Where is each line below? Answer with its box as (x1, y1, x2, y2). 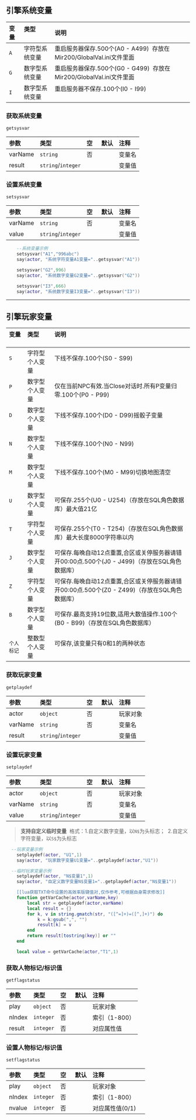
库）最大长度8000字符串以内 (54, 533, 134, 542)
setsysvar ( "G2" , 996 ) (16, 267, 66, 273)
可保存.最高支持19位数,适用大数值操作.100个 (54, 610, 178, 618)
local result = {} (27, 905, 72, 911)
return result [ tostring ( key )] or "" (27, 933, 116, 939)
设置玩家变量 (6, 750, 43, 759)
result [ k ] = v (37, 922, 72, 928)
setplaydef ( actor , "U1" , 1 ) (16, 852, 82, 858)
